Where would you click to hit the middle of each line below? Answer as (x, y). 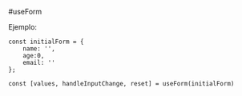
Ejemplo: (23, 27)
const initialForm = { (46, 42)
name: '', (39, 49)
